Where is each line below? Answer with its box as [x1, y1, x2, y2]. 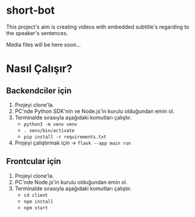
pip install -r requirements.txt [23, 134, 107, 140]
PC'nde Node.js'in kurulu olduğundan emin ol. [14, 178, 128, 185]
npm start [23, 205, 49, 211]
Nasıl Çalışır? [6, 62, 73, 76]
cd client [23, 192, 49, 198]
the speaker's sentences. [6, 29, 68, 36]
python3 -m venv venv [23, 121, 77, 127]
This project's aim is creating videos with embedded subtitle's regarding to [6, 23, 190, 30]
